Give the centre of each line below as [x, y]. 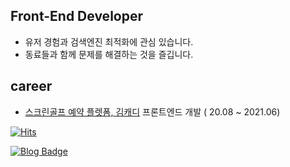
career [31, 86]
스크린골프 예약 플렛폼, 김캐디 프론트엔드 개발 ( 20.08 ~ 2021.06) [152, 111]
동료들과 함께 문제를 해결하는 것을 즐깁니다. [109, 54]
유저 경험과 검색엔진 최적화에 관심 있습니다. [109, 41]
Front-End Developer [76, 16]
